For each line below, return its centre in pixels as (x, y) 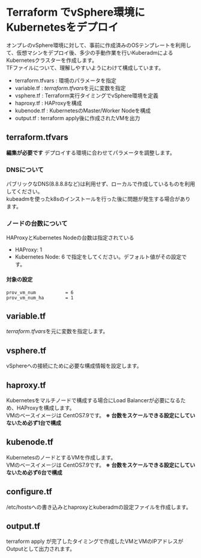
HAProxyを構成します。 (46, 408)
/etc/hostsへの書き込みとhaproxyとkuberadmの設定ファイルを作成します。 (99, 507)
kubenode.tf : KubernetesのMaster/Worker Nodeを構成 (83, 110)
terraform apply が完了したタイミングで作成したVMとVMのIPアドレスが (95, 541)
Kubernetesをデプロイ (62, 27)
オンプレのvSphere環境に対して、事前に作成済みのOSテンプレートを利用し (99, 45)
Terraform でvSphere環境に (76, 12)
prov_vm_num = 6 (40, 292)
